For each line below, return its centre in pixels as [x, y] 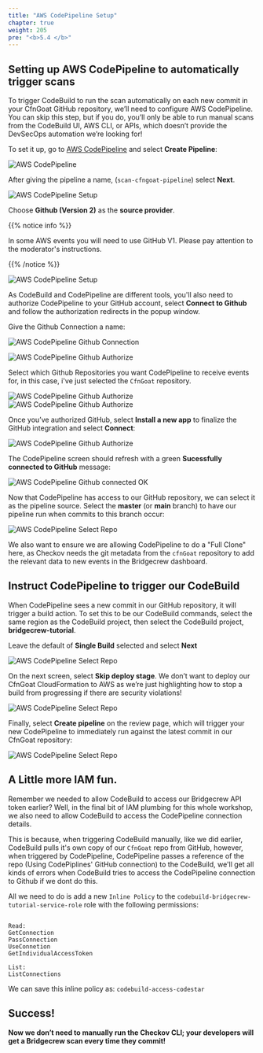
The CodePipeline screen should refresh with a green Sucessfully [115, 459]
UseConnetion [29, 946]
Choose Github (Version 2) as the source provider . [91, 210]
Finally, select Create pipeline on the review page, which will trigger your [126, 723]
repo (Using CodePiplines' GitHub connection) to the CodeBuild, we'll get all [131, 864]
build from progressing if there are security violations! [95, 693]
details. [20, 824]
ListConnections [35, 974]
